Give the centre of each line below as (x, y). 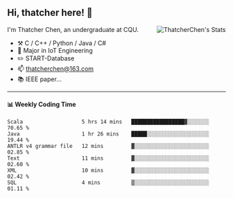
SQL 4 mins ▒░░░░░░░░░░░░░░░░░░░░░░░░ (108, 183)
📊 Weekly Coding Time (42, 104)
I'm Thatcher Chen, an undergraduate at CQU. (73, 29)
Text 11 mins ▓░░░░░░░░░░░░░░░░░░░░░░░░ (108, 158)
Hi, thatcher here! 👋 (50, 13)
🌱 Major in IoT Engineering (55, 50)
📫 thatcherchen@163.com (55, 68)
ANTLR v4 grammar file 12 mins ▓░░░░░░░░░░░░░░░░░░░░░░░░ (108, 147)
